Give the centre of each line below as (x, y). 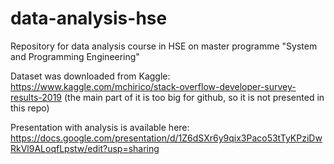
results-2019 (36, 97)
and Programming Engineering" (75, 56)
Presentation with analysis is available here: (100, 127)
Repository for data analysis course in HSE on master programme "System (164, 46)
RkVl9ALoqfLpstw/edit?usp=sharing (85, 148)
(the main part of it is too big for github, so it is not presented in (194, 97)
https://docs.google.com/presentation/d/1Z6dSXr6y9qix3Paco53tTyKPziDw (166, 138)
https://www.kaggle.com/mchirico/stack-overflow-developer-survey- (153, 86)
